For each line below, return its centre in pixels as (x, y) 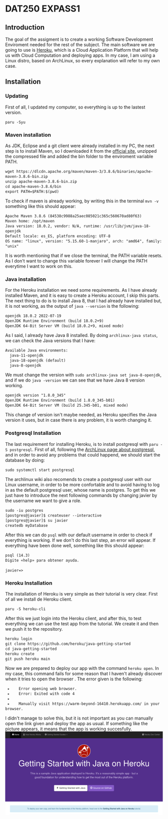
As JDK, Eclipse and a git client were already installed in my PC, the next (80, 146)
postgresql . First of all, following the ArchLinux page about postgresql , (82, 449)
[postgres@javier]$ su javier (37, 520)
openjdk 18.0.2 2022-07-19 (33, 316)
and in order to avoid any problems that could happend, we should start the (83, 454)
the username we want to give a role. (43, 501)
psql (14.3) (17, 555)
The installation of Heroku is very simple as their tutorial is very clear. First (81, 594)
